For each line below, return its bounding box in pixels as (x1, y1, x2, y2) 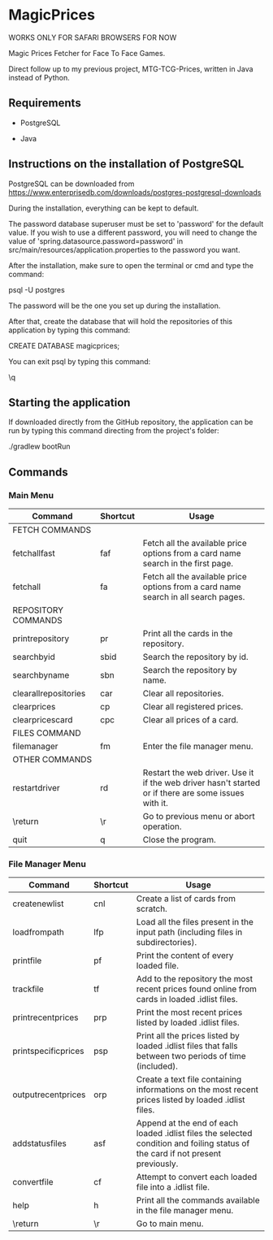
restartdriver (12, 783, 61, 794)
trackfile (12, 983, 45, 995)
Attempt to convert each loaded (136, 1172, 258, 1183)
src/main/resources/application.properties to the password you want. (8, 245, 240, 254)
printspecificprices (12, 1046, 84, 1057)
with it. (142, 798, 168, 809)
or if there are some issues (142, 787, 245, 799)
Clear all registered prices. (142, 701, 244, 713)
